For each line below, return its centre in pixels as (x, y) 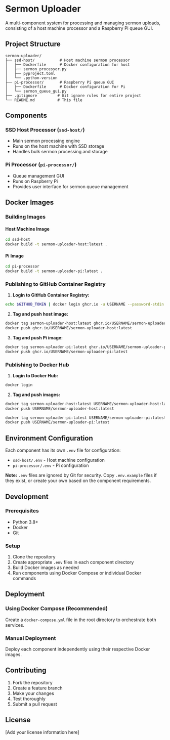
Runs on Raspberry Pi (35, 181)
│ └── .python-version (31, 78)
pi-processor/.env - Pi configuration (51, 465)
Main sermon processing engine (46, 141)
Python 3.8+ (26, 522)
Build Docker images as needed (46, 568)
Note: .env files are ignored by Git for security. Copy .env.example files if (81, 475)
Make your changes (33, 693)
